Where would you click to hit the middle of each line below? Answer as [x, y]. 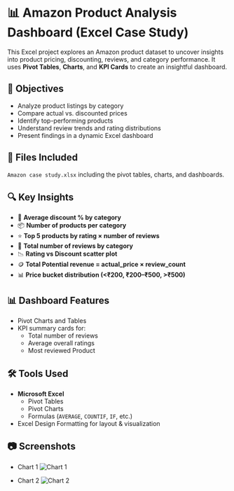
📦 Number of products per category [72, 226]
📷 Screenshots [41, 447]
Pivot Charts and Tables [52, 321]
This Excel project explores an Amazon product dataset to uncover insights [116, 52]
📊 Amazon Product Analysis [92, 13]
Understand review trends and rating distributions [89, 128]
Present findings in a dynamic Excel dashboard [85, 135]
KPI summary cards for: [51, 329]
